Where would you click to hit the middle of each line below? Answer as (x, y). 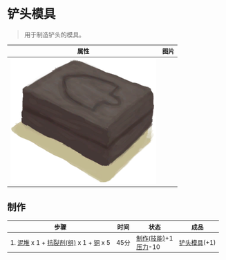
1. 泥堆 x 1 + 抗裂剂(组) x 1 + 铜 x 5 (60, 242)
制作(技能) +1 (154, 238)
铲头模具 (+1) (197, 242)
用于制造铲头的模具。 (54, 35)
